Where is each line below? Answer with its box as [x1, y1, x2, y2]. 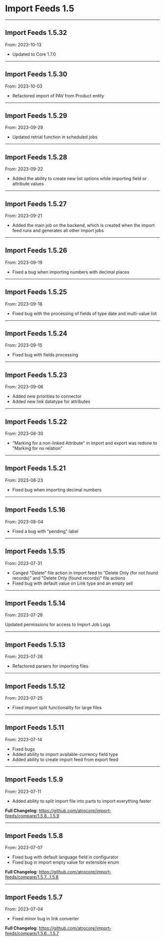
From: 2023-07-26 [5, 654, 43, 659]
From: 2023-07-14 [5, 736, 43, 742]
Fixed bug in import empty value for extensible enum [12, 859, 119, 865]
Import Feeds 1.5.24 [5, 329, 68, 338]
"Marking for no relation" [12, 445, 63, 451]
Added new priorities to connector [12, 393, 82, 399]
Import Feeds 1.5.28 [5, 153, 67, 161]
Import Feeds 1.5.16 [5, 505, 65, 514]
